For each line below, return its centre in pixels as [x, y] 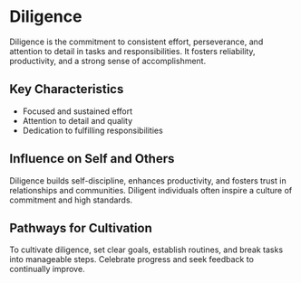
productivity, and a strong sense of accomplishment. [108, 61]
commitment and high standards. [71, 200]
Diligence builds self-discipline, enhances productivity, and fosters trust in [148, 180]
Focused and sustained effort [78, 111]
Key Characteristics [67, 89]
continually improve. [47, 269]
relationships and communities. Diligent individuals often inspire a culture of [151, 190]
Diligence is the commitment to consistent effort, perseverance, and [136, 42]
